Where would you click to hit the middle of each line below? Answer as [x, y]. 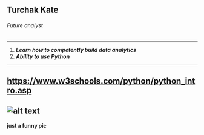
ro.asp [19, 90]
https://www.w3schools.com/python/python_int [101, 81]
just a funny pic [27, 125]
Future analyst [25, 25]
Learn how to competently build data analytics [76, 50]
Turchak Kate [33, 10]
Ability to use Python [43, 56]
